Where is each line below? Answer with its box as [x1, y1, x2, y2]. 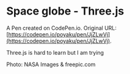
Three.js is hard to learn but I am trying [6, 49, 104, 56]
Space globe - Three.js [6, 4, 125, 18]
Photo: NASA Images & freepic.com [6, 61, 96, 68]
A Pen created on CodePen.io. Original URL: [6, 24, 117, 32]
